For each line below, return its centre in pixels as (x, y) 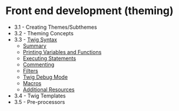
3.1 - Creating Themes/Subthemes (56, 27)
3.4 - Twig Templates (40, 96)
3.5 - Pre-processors (39, 102)
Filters (31, 70)
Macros (32, 83)
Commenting (39, 64)
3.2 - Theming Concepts (44, 33)
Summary (34, 46)
